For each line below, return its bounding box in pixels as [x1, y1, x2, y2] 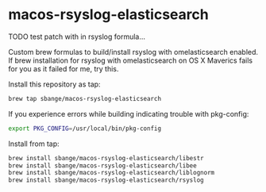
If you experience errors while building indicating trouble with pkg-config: [8, 109, 249, 118]
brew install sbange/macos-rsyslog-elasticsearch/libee [8, 161, 197, 170]
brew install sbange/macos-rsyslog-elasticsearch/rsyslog [8, 176, 204, 184]
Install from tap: [8, 139, 60, 148]
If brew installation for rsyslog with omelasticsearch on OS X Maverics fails [8, 56, 253, 65]
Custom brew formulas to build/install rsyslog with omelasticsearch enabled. [8, 47, 259, 56]
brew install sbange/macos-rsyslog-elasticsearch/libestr [8, 154, 204, 162]
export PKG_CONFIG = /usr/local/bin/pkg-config [8, 125, 161, 132]
